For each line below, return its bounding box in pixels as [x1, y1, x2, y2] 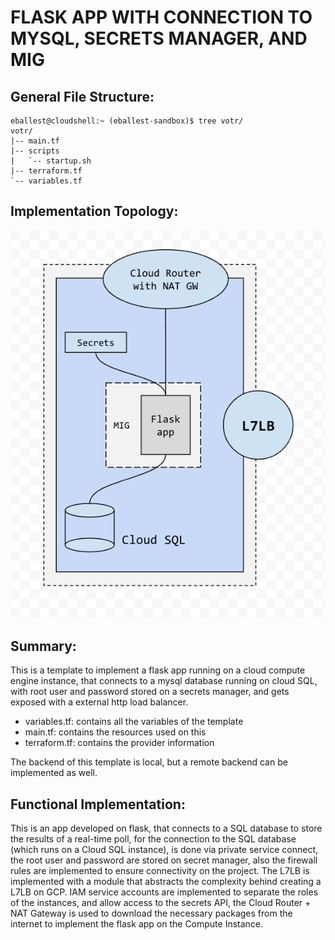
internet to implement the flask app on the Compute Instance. [10, 918, 264, 930]
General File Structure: [10, 88, 155, 105]
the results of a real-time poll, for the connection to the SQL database [10, 833, 297, 845]
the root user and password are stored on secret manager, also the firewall [10, 854, 318, 866]
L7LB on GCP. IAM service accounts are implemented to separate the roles [10, 886, 319, 898]
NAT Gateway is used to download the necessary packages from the [10, 907, 293, 920]
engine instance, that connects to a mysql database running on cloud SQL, [10, 675, 318, 687]
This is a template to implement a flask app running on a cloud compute [10, 664, 306, 676]
